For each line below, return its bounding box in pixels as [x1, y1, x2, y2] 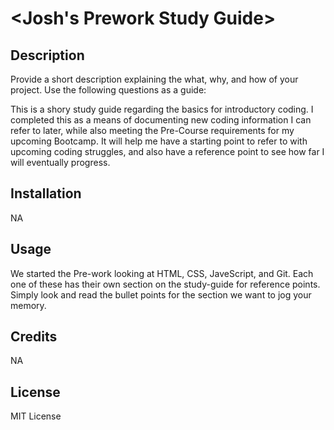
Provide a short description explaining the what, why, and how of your [10, 73, 299, 85]
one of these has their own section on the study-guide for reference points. [10, 278, 321, 290]
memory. [10, 299, 47, 311]
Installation [10, 185, 82, 202]
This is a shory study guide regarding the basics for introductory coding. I [10, 103, 314, 115]
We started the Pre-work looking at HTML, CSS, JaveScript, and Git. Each [10, 267, 314, 279]
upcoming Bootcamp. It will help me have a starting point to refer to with [10, 135, 308, 147]
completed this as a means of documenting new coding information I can [10, 114, 312, 126]
